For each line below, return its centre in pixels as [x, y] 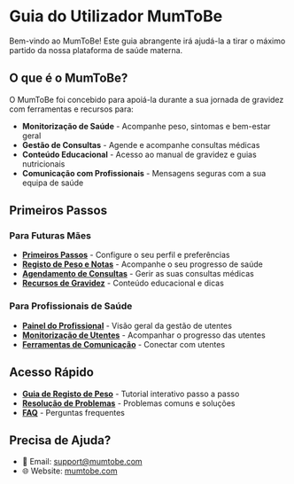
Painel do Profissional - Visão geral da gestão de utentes [127, 325]
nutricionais [43, 164]
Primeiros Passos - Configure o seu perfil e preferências [126, 255]
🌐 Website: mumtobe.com [70, 471]
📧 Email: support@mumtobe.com [82, 462]
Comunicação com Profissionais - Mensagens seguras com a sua [144, 173]
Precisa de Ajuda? [60, 440]
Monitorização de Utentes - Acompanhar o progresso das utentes [143, 335]
